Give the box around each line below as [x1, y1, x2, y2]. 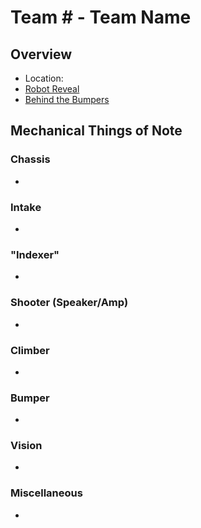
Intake [10, 200, 42, 214]
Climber [10, 343, 50, 357]
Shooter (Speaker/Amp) [10, 296, 129, 310]
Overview [10, 46, 73, 63]
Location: [24, 72, 64, 84]
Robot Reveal [24, 83, 80, 95]
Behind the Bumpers [24, 94, 110, 105]
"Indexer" [10, 247, 60, 261]
